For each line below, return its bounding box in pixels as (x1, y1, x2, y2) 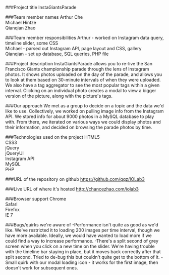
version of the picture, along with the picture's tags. (5, 93, 112, 99)
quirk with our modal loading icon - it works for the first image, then (17, 259, 158, 265)
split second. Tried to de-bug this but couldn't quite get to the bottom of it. (5, 254, 160, 260)
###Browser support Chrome (5, 196, 67, 202)
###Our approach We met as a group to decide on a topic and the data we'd (5, 103, 164, 108)
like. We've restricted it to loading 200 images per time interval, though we (5, 227, 160, 233)
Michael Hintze (5, 20, 36, 25)
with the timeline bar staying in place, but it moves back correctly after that (5, 249, 161, 255)
